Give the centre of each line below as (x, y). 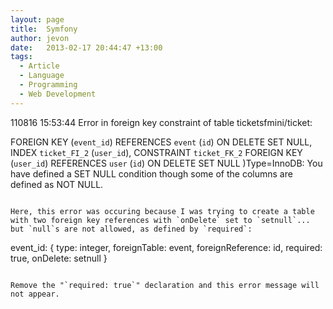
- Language (42, 76)
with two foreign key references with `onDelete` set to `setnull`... (160, 220)
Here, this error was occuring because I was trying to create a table (162, 211)
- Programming (48, 85)
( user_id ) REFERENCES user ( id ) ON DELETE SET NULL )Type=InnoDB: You (166, 163)
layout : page (37, 19)
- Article (39, 66)
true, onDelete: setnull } (59, 258)
